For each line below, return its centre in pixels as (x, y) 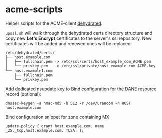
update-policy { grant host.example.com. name (55, 126)
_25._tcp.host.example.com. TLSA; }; (45, 130)
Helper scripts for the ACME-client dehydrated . (54, 23)
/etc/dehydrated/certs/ (30, 53)
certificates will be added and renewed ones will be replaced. (69, 43)
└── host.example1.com (29, 71)
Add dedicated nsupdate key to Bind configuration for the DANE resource (81, 89)
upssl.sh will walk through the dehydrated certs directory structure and (79, 33)
